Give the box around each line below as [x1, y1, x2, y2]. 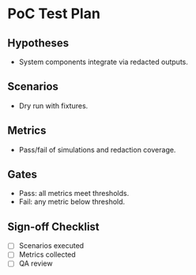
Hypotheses [7, 36, 70, 50]
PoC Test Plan [7, 5, 100, 23]
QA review [18, 258, 53, 269]
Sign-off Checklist [7, 220, 100, 233]
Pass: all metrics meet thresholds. [18, 189, 130, 198]
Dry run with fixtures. [18, 100, 89, 111]
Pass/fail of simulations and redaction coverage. [18, 145, 176, 154]
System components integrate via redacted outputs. [18, 57, 189, 66]
